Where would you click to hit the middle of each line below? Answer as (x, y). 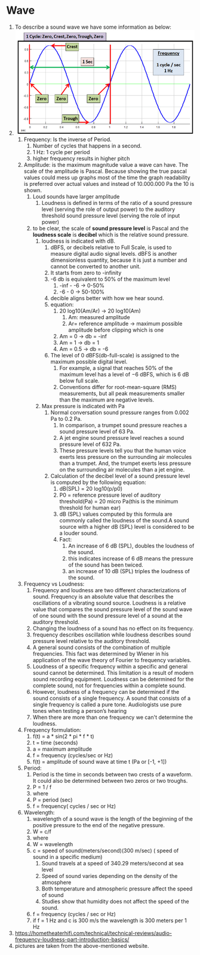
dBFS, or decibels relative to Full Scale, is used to (111, 247)
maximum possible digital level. (89, 362)
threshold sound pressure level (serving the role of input (111, 216)
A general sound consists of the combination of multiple (101, 648)
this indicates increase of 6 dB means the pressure (131, 559)
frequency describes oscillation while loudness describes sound (112, 635)
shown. (33, 190)
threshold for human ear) (90, 508)
